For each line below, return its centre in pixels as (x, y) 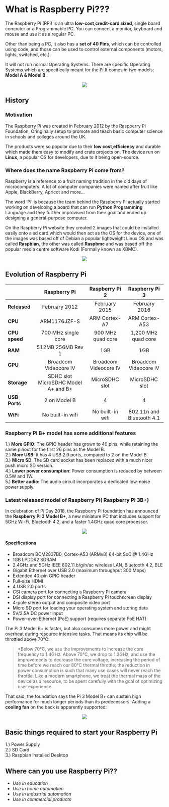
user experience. (35, 686)
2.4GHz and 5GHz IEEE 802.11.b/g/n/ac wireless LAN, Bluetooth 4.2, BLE (88, 565)
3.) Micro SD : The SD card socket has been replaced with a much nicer (79, 460)
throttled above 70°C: (27, 639)
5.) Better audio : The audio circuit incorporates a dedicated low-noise (78, 482)
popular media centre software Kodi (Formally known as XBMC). (72, 249)
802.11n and (144, 411)
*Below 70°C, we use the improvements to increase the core (80, 649)
